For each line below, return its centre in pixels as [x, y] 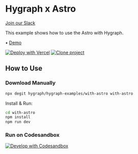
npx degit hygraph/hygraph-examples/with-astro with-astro [69, 94]
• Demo [13, 42]
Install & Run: [19, 103]
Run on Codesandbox [32, 135]
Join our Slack [20, 23]
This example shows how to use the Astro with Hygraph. [64, 33]
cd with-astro [20, 112]
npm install [18, 117]
